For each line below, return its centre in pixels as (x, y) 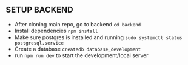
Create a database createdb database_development (78, 49)
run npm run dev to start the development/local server (81, 55)
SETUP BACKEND (39, 10)
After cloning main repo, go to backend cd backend (78, 24)
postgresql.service (39, 43)
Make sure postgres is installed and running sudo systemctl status (98, 37)
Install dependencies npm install (56, 31)
